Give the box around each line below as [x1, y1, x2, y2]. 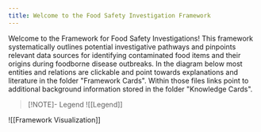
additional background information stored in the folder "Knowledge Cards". [8, 84, 253, 94]
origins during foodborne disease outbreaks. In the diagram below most [8, 59, 244, 68]
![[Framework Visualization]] [8, 115, 101, 124]
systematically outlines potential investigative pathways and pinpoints [8, 41, 236, 52]
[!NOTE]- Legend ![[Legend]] [27, 99, 123, 109]
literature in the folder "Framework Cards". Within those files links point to [8, 76, 249, 85]
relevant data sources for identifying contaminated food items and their [8, 50, 241, 60]
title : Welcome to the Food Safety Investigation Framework [8, 11, 212, 20]
